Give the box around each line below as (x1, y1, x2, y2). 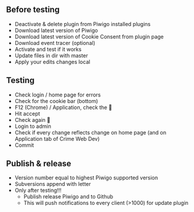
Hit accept (14, 110, 40, 117)
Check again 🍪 (14, 116, 51, 123)
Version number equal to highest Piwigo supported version (14, 174, 159, 181)
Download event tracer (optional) (14, 39, 96, 46)
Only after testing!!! (14, 187, 62, 194)
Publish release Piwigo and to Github (23, 193, 114, 200)
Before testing (6, 5, 60, 15)
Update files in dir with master (14, 52, 89, 59)
